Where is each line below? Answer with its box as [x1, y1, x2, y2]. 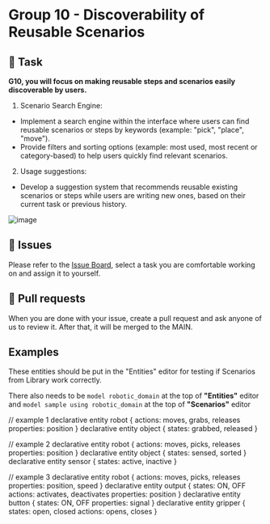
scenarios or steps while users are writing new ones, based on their [19, 191, 247, 200]
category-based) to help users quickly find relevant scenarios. [19, 151, 228, 160]
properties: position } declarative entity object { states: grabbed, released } [8, 424, 258, 433]
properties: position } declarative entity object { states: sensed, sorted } [8, 448, 247, 458]
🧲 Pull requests [8, 292, 86, 306]
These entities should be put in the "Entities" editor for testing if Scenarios [8, 366, 256, 377]
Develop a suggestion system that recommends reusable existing [19, 182, 238, 192]
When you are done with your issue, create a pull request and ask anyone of [8, 313, 263, 323]
